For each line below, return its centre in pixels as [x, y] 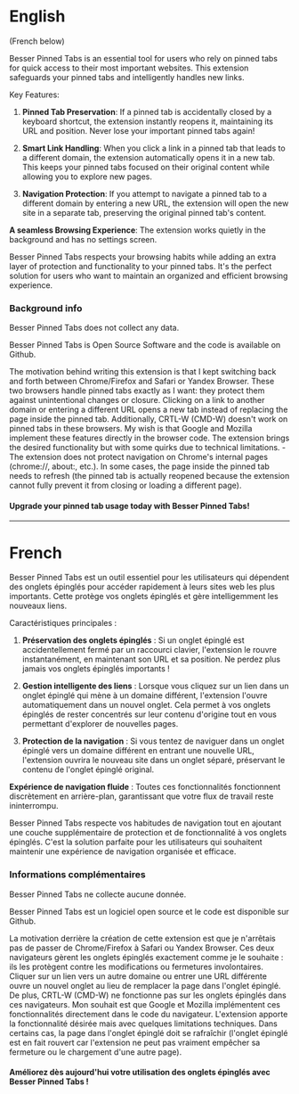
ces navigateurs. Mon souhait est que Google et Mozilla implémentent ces [145, 1004]
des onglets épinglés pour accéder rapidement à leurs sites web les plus [142, 587]
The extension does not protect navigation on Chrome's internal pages [139, 457]
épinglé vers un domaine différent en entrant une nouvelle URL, [138, 751]
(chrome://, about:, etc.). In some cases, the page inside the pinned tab [139, 466]
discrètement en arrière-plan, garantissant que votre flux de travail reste [141, 796]
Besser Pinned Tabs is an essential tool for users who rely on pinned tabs [144, 58]
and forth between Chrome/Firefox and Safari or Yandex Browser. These [142, 382]
